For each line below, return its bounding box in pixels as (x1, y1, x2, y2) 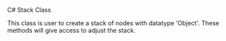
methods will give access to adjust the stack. (7, 27, 136, 34)
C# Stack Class (7, 6, 51, 14)
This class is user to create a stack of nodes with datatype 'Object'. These (7, 19, 220, 27)
